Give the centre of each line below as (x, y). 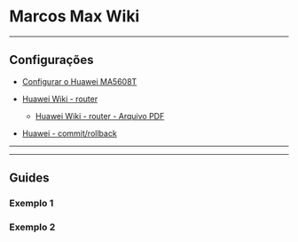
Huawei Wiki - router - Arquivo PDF (100, 116)
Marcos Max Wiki (74, 16)
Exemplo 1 (31, 204)
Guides (30, 178)
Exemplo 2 (32, 227)
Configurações (52, 60)
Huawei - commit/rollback (69, 133)
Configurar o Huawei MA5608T (79, 81)
